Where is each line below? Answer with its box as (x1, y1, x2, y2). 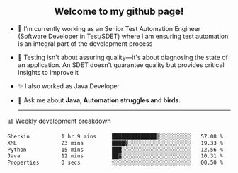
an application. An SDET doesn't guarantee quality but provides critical (17, 60, 225, 69)
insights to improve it (17, 68, 79, 76)
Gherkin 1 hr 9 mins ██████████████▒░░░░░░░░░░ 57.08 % (7, 133, 223, 140)
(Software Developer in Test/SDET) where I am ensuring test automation (17, 32, 229, 40)
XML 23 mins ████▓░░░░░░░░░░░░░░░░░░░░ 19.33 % (7, 139, 223, 147)
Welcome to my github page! (54, 6, 184, 18)
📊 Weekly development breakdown (7, 117, 111, 125)
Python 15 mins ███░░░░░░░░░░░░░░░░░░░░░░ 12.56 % (7, 146, 223, 153)
